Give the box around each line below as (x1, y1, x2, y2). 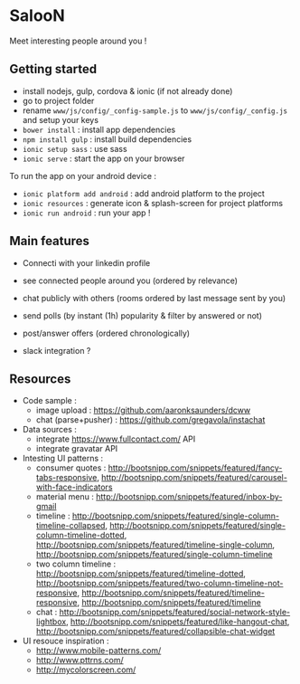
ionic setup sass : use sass (22, 143, 128, 154)
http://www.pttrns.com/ (35, 655, 124, 666)
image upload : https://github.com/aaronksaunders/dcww (35, 404, 251, 416)
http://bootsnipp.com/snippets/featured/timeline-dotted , (35, 568, 247, 579)
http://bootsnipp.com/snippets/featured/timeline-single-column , (35, 539, 276, 550)
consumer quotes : (35, 462, 107, 473)
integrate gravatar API (35, 443, 118, 454)
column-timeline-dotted (35, 530, 125, 541)
